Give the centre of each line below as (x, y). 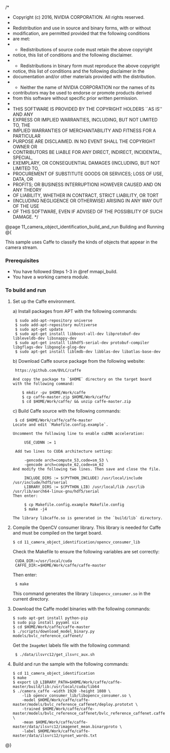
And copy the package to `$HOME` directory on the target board (82, 379)
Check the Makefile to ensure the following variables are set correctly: (86, 551)
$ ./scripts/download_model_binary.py (54, 631)
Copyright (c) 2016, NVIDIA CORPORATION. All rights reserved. (78, 17)
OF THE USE (26, 206)
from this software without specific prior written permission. (75, 98)
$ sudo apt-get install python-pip (50, 618)
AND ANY (23, 114)
